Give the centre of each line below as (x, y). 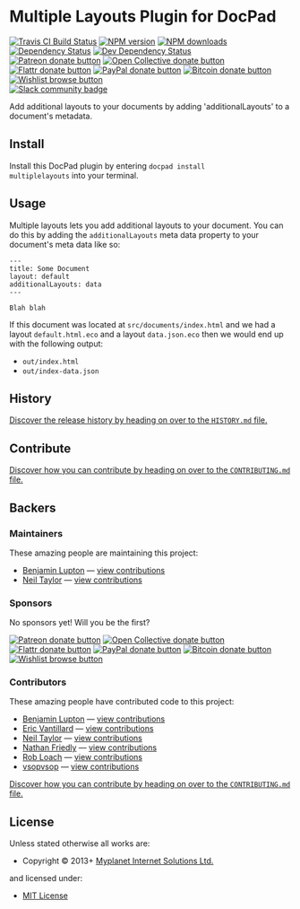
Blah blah (28, 308)
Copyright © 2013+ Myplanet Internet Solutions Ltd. (118, 861)
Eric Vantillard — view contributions (88, 729)
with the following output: (56, 344)
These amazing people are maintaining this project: (104, 553)
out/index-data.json (60, 371)
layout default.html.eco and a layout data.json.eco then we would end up (146, 334)
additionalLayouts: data (56, 284)
